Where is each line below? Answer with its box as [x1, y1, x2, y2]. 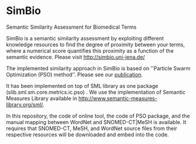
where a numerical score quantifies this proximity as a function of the [6, 47, 174, 54]
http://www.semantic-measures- [78, 95, 157, 102]
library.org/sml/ [6, 101, 43, 108]
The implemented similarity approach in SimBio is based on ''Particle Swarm [6, 64, 191, 71]
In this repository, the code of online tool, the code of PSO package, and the [6, 112, 190, 119]
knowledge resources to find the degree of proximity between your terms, [6, 41, 185, 48]
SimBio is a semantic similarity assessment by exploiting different [6, 35, 164, 42]
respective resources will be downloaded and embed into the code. [6, 131, 169, 138]
